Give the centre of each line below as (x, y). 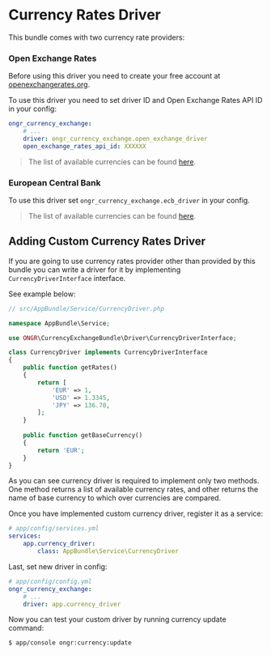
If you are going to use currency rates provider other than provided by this (132, 261)
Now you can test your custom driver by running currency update (117, 619)
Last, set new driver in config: (58, 566)
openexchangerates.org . (49, 85)
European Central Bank (55, 182)
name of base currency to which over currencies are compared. (115, 498)
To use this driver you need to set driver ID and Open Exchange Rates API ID (135, 100)
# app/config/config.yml (50, 581)
